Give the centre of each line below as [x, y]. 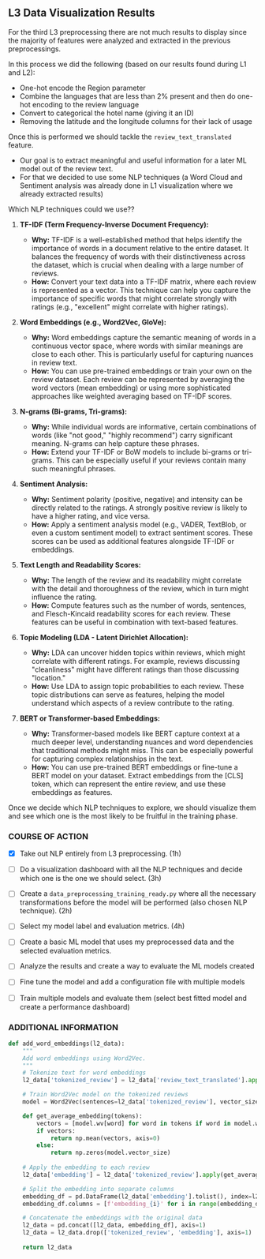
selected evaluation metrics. [65, 951]
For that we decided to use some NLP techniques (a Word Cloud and [131, 177]
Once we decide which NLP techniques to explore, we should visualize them [132, 807]
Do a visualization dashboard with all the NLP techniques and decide [131, 869]
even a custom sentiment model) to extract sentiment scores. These [142, 533]
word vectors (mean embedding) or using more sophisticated [131, 388]
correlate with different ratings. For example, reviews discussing [136, 661]
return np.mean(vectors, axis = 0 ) [105, 1138]
